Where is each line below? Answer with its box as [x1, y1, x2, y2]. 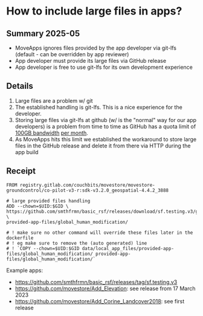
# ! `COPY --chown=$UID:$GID [6, 245, 80, 251]
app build [14, 148, 39, 155]
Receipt [6, 166, 36, 176]
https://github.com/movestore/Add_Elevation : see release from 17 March [14, 285, 196, 292]
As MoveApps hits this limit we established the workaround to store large [14, 135, 197, 143]
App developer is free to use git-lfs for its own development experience [14, 63, 193, 71]
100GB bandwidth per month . [14, 129, 89, 137]
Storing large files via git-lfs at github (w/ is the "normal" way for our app [14, 116, 197, 123]
